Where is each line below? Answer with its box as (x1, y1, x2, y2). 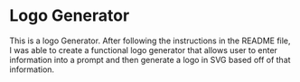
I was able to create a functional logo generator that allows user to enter (9, 44, 278, 55)
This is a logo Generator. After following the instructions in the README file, (9, 35, 291, 46)
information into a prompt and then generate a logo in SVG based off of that (9, 54, 291, 65)
